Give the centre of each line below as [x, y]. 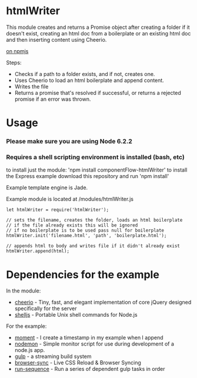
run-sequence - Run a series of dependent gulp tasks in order [90, 369]
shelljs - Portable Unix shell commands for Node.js [76, 315]
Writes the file [31, 86]
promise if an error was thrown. [53, 99]
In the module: [24, 291]
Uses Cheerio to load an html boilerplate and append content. [89, 80]
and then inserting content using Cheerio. [56, 40]
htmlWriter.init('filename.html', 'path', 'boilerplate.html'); [86, 236]
